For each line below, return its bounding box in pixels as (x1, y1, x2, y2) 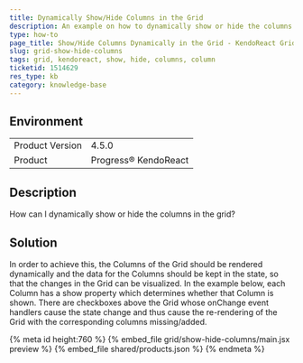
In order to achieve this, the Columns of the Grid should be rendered (9, 259, 263, 270)
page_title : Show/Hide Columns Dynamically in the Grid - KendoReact (9, 38, 277, 48)
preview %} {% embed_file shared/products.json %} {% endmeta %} (9, 344, 265, 355)
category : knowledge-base (9, 80, 106, 89)
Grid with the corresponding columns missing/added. (9, 317, 207, 328)
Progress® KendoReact (90, 154, 189, 167)
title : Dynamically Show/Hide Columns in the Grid (9, 13, 204, 23)
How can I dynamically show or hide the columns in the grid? (9, 209, 236, 219)
